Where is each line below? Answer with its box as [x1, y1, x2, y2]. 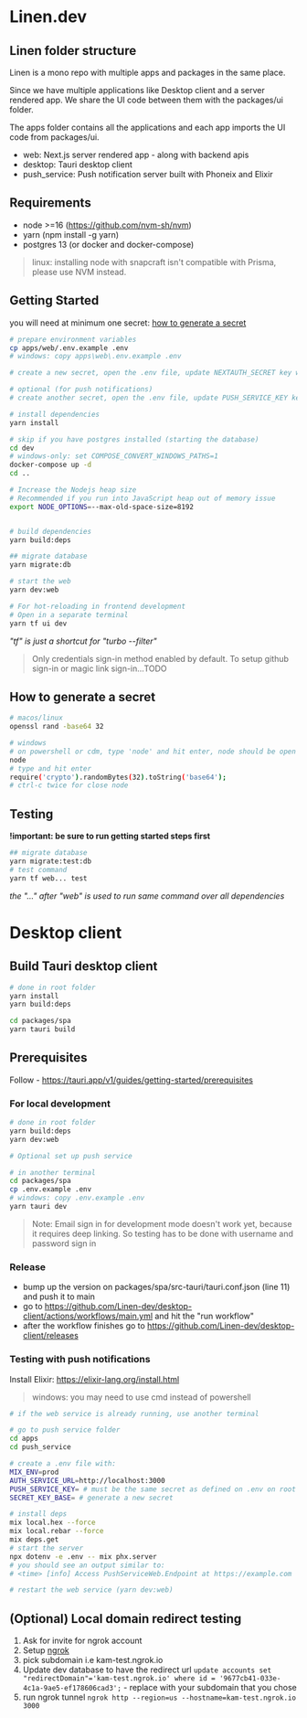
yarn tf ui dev [9, 619, 68, 628]
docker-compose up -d [9, 460, 92, 470]
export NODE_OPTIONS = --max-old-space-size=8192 [9, 502, 195, 511]
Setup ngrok [22, 1645, 70, 1656]
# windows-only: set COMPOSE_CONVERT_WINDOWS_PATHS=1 [9, 452, 219, 461]
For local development [9, 1097, 111, 1110]
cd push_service [9, 1443, 71, 1452]
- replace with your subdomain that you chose [122, 1682, 297, 1693]
